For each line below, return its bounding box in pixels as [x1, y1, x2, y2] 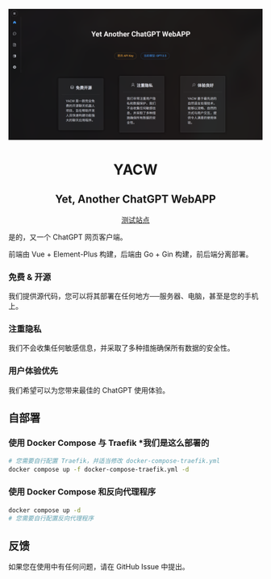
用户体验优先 [8, 365, 59, 377]
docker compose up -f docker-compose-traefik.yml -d [8, 465, 190, 474]
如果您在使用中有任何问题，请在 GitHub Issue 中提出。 [8, 562, 190, 572]
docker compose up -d [8, 506, 81, 514]
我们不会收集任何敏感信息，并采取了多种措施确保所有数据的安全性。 [8, 344, 235, 353]
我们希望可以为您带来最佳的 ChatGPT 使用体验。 [8, 385, 170, 395]
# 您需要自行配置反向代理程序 [8, 514, 94, 523]
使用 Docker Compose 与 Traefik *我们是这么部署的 [8, 437, 210, 448]
